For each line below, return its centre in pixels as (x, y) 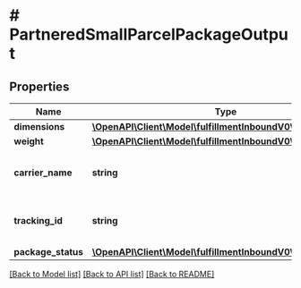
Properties (39, 86)
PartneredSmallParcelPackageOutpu (149, 34)
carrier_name (43, 173)
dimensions (39, 127)
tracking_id (38, 220)
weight (29, 141)
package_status (48, 252)
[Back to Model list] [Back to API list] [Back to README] (112, 274)
